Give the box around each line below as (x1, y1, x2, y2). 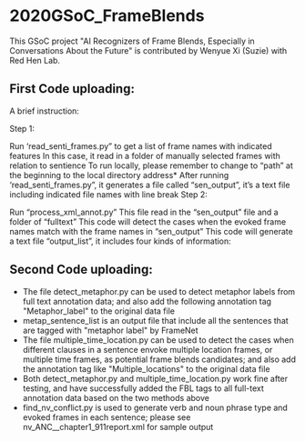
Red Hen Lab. (9, 55, 61, 65)
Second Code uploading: (9, 262, 153, 277)
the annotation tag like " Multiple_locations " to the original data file (22, 363, 270, 374)
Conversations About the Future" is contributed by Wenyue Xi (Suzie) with (9, 45, 288, 55)
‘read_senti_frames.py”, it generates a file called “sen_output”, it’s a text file (9, 179, 290, 190)
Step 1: (9, 123, 35, 134)
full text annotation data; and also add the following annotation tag (22, 296, 271, 306)
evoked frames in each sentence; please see (22, 411, 191, 423)
